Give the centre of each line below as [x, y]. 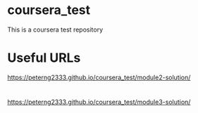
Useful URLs [44, 58]
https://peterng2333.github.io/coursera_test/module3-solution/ [99, 102]
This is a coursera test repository [55, 29]
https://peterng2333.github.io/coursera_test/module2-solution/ [99, 77]
